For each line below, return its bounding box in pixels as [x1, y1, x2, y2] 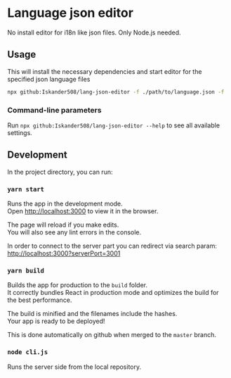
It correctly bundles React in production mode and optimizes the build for [7, 289, 219, 297]
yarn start [7, 185, 44, 193]
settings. [7, 128, 33, 137]
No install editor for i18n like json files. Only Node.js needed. [7, 28, 181, 37]
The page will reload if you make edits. [7, 220, 119, 229]
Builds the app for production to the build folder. [7, 281, 148, 289]
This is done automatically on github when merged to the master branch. [7, 331, 216, 339]
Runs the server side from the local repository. [7, 363, 142, 371]
